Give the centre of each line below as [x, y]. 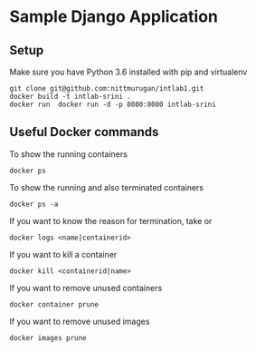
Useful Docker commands [84, 132]
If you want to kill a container [63, 254]
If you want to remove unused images [80, 321]
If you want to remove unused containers [86, 288]
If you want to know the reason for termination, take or [111, 220]
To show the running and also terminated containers [106, 187]
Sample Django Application [114, 17]
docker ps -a [34, 204]
